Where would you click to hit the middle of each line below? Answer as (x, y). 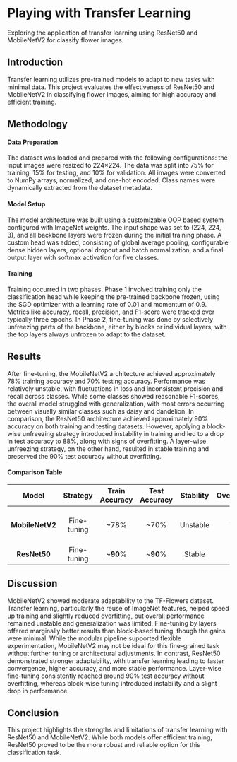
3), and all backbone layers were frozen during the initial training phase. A (115, 235)
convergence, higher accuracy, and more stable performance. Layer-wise (115, 668)
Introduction (35, 63)
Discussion (32, 584)
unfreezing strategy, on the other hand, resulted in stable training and (108, 449)
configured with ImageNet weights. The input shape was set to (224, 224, (114, 227)
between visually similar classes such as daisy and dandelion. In (101, 411)
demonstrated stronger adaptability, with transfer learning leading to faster (116, 661)
